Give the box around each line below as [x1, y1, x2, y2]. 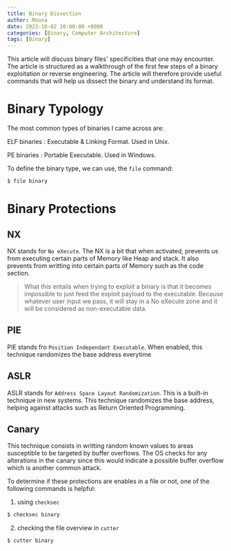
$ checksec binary [7, 512, 60, 518]
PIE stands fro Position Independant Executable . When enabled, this [7, 343, 203, 351]
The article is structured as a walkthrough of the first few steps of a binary [7, 62, 219, 71]
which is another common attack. [7, 464, 102, 472]
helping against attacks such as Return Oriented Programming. [7, 403, 185, 412]
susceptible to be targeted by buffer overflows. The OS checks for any [7, 449, 208, 458]
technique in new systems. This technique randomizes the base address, [7, 396, 215, 404]
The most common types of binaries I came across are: [7, 124, 164, 132]
